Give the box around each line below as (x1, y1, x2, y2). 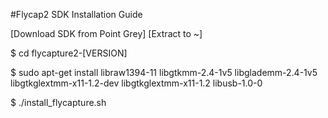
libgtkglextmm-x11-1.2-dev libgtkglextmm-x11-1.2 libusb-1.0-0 (10, 77, 263, 89)
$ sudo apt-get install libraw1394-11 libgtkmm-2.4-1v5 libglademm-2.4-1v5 (10, 67, 318, 78)
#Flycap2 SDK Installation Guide (10, 9, 143, 20)
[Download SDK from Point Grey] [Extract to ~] (10, 28, 203, 39)
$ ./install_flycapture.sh (10, 97, 107, 108)
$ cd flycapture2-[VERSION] (10, 47, 128, 59)
